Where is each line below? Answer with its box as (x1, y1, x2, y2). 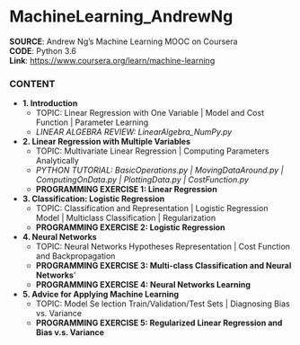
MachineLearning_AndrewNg (9, 6, 234, 27)
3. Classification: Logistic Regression (22, 193, 165, 204)
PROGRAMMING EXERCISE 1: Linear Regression (35, 184, 217, 195)
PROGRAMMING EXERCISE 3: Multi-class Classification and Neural (35, 261, 292, 271)
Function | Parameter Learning (35, 117, 149, 128)
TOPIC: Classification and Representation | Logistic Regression (35, 203, 269, 214)
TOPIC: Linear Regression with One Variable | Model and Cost (35, 108, 265, 119)
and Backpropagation (35, 251, 116, 261)
